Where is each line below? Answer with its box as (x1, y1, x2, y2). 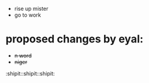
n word (14, 52, 32, 59)
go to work (14, 11, 41, 19)
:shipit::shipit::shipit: (5, 70, 55, 77)
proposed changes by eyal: (5, 32, 144, 46)
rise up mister (14, 5, 48, 12)
